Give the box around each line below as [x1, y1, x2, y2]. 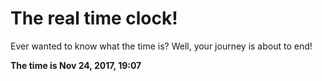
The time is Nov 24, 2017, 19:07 [10, 59, 142, 71]
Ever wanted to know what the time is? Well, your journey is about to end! [10, 40, 313, 52]
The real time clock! [10, 7, 178, 30]
